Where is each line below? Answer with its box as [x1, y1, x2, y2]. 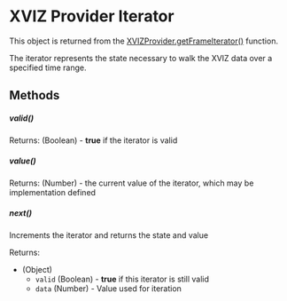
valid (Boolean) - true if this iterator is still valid [35, 273, 210, 285]
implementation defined [9, 187, 96, 198]
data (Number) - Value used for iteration [35, 283, 182, 294]
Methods [9, 88, 60, 103]
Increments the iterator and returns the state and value [9, 230, 209, 241]
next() [9, 207, 33, 218]
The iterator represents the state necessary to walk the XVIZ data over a [9, 52, 273, 63]
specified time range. [9, 62, 87, 73]
